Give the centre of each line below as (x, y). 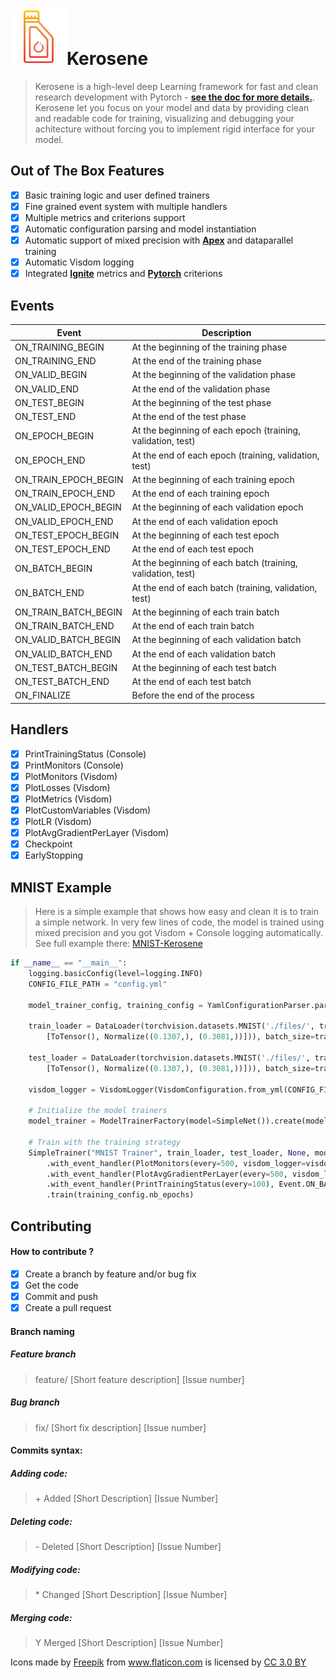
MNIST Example (61, 887)
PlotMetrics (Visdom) (68, 799)
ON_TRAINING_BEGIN (59, 347)
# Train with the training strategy (105, 1142)
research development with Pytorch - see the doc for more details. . (174, 97)
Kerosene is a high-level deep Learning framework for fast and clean (176, 86)
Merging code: (41, 1617)
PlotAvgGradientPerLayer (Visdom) (97, 832)
